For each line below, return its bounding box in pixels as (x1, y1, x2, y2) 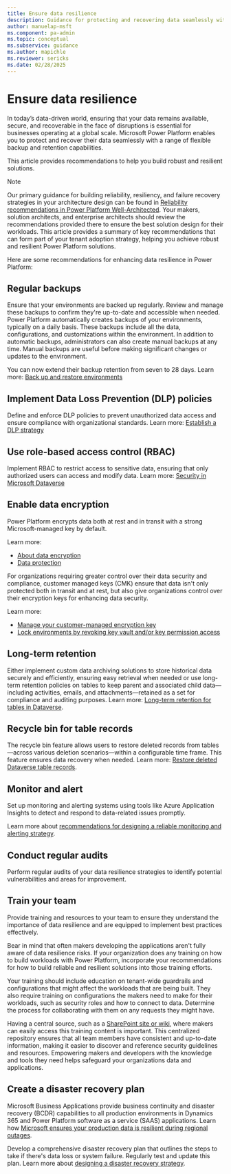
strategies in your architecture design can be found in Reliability (7, 198, 188, 206)
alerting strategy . (7, 829, 56, 838)
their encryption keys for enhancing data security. (7, 594, 149, 602)
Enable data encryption (7, 499, 109, 510)
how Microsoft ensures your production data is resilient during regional (7, 1124, 208, 1132)
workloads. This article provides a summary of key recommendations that (7, 227, 216, 235)
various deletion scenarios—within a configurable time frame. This (34, 748, 222, 757)
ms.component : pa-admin (7, 29, 76, 37)
